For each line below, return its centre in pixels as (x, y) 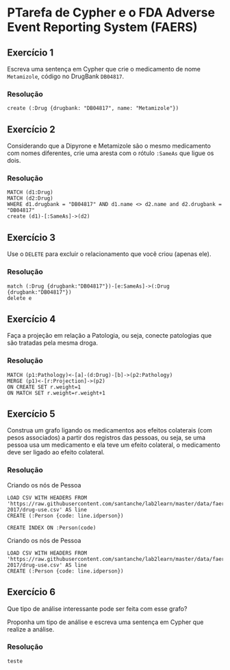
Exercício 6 (31, 592)
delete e (20, 298)
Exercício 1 (30, 53)
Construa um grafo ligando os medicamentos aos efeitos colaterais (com (110, 430)
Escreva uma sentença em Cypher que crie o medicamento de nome (104, 69)
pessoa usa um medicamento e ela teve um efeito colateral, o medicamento (114, 445)
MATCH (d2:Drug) (30, 198)
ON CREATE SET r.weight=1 (44, 387)
